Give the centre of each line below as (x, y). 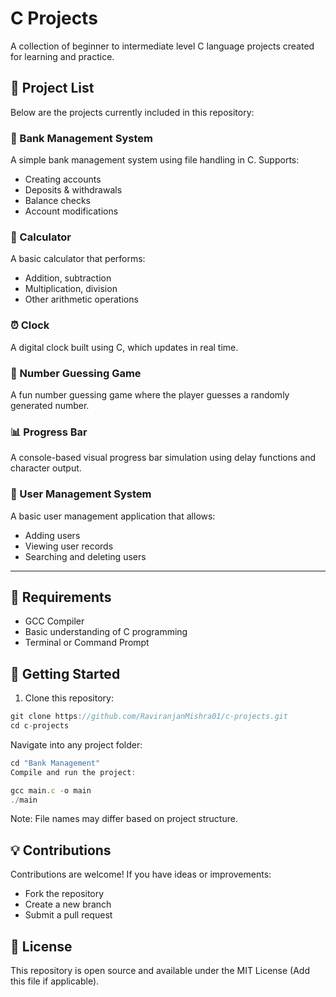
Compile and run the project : (73, 772)
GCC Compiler (54, 621)
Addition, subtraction (68, 278)
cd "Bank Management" (55, 763)
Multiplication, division (71, 289)
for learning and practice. (62, 56)
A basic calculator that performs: (78, 259)
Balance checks (57, 201)
